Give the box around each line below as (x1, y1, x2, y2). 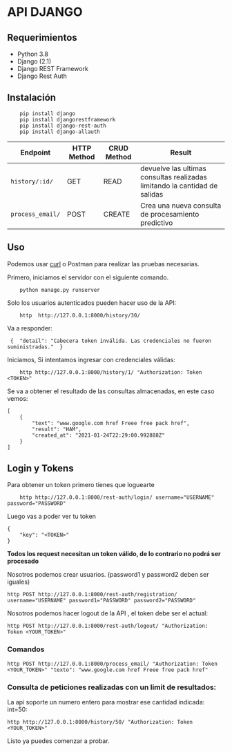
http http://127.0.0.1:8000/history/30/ (19, 312, 140, 319)
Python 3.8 (17, 50, 48, 58)
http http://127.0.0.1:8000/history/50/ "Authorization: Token (7, 719, 193, 726)
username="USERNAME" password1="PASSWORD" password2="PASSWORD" (7, 597, 196, 604)
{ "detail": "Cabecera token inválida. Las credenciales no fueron (10, 337, 212, 344)
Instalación (7, 92, 57, 103)
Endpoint (20, 148, 51, 157)
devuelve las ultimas (140, 164, 207, 173)
